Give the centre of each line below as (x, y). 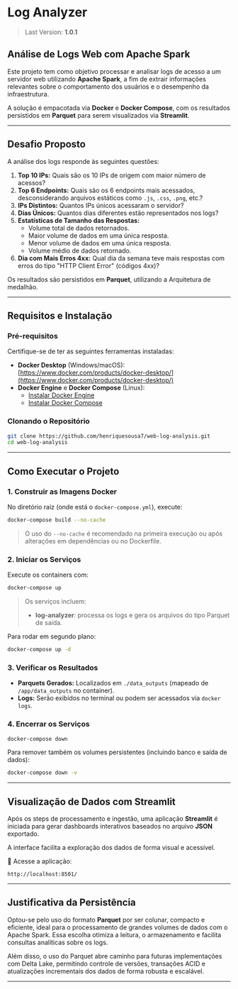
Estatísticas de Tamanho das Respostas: (79, 220)
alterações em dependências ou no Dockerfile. (93, 541)
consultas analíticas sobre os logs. (58, 942)
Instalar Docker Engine (61, 395)
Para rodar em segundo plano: (52, 636)
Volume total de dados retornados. (79, 228)
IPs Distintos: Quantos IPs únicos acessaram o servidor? (101, 205)
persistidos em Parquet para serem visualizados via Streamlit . (98, 115)
